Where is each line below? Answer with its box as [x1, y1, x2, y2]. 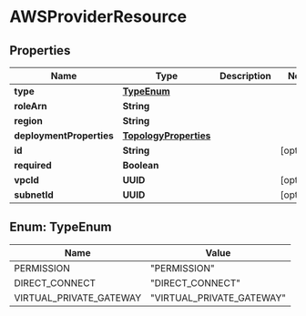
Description [219, 70, 271, 82]
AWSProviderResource [9, 6, 188, 27]
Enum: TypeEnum [9, 219, 112, 235]
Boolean [122, 159, 159, 171]
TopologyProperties [122, 129, 211, 142]
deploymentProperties [14, 129, 114, 142]
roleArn [14, 100, 47, 112]
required [14, 159, 52, 171]
